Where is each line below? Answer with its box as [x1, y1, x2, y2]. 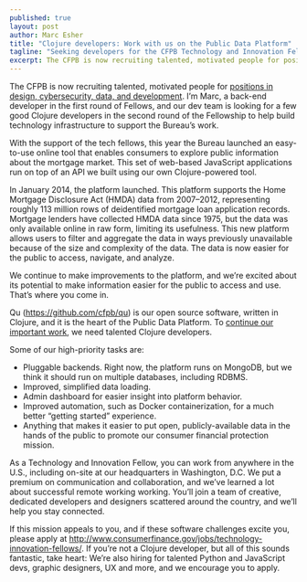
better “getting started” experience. [22, 410, 157, 421]
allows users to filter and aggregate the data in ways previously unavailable [9, 233, 293, 243]
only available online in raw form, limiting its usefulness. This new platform [9, 223, 290, 234]
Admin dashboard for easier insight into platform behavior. [22, 391, 243, 402]
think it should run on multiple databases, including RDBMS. [22, 372, 249, 382]
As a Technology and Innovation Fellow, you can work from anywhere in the [9, 458, 294, 468]
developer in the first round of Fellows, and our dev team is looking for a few [9, 101, 297, 111]
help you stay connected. [9, 506, 105, 516]
